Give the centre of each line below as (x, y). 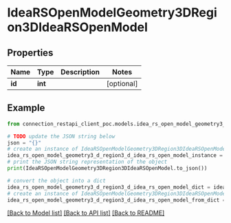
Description (80, 72)
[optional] (122, 84)
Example (26, 108)
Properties (30, 53)
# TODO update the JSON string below (61, 136)
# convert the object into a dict (57, 180)
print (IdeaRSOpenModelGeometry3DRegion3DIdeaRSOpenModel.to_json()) (107, 169)
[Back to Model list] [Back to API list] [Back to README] (86, 213)
